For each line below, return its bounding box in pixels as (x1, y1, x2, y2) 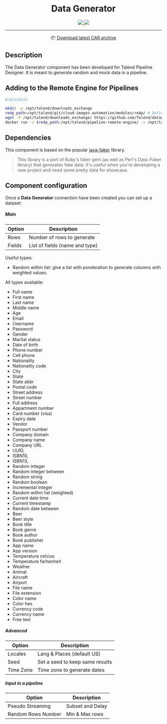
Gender (12, 331, 28, 337)
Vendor (12, 421, 28, 427)
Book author (12, 532, 38, 538)
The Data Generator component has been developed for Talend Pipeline (5, 64, 153, 70)
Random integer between (12, 468, 65, 474)
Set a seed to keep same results (37, 658, 112, 665)
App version (12, 547, 38, 553)
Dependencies (5, 134, 51, 142)
